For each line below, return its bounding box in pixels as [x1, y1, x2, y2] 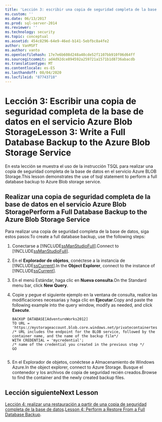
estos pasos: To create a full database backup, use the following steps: [5, 233, 146, 239]
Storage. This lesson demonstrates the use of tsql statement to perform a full [5, 173, 157, 179]
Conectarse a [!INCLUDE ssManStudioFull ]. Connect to [12, 243, 119, 249]
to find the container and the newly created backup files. [12, 374, 125, 380]
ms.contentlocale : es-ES [5, 66, 55, 71]
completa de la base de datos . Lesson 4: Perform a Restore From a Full [5, 406, 145, 412]
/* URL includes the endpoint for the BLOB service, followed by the [12, 329, 156, 334]
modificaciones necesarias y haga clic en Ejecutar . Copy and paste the [12, 297, 153, 303]
